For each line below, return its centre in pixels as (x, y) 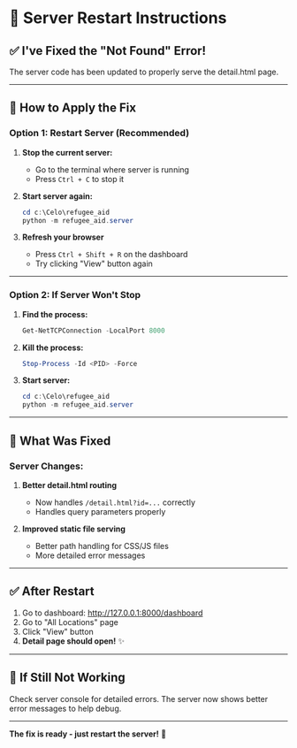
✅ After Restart (52, 592)
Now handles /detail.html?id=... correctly (115, 502)
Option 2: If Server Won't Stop (75, 295)
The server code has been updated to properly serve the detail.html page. (144, 72)
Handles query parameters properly (100, 511)
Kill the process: (53, 347)
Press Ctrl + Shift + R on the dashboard (111, 255)
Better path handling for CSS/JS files (102, 546)
